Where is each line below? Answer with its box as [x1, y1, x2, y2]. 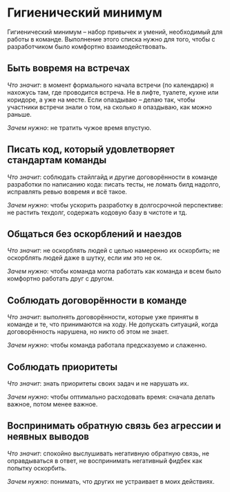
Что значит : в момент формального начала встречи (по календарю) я [7, 81, 214, 89]
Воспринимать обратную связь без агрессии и [7, 420, 222, 432]
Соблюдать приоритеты [7, 361, 118, 372]
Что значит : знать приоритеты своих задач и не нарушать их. [7, 379, 189, 388]
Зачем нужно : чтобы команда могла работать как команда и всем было [7, 267, 222, 276]
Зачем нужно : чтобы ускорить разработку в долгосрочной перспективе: [7, 200, 223, 209]
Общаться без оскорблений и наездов [7, 228, 182, 240]
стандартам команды [7, 154, 107, 167]
